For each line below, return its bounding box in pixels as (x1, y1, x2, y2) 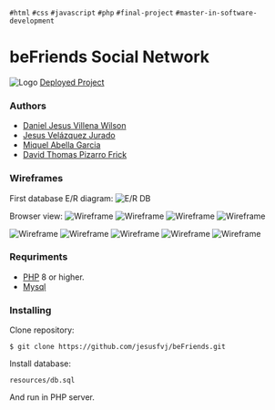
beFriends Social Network (9, 46, 209, 67)
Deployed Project (39, 77, 105, 87)
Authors (9, 99, 47, 112)
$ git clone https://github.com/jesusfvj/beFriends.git (9, 343, 226, 352)
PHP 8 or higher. (22, 272, 85, 282)
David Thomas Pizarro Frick (22, 149, 127, 160)
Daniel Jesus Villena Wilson (22, 120, 127, 131)
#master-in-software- (175, 8, 258, 17)
